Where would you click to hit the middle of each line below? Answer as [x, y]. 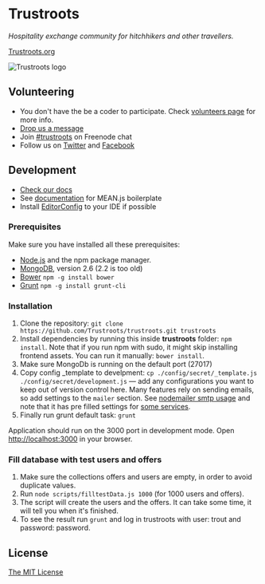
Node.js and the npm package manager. [86, 259]
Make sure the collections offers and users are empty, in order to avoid [136, 477]
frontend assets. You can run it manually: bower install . [112, 356]
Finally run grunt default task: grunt [78, 415]
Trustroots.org [32, 51]
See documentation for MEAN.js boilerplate [91, 198]
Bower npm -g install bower [67, 277]
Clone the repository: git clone [71, 323]
